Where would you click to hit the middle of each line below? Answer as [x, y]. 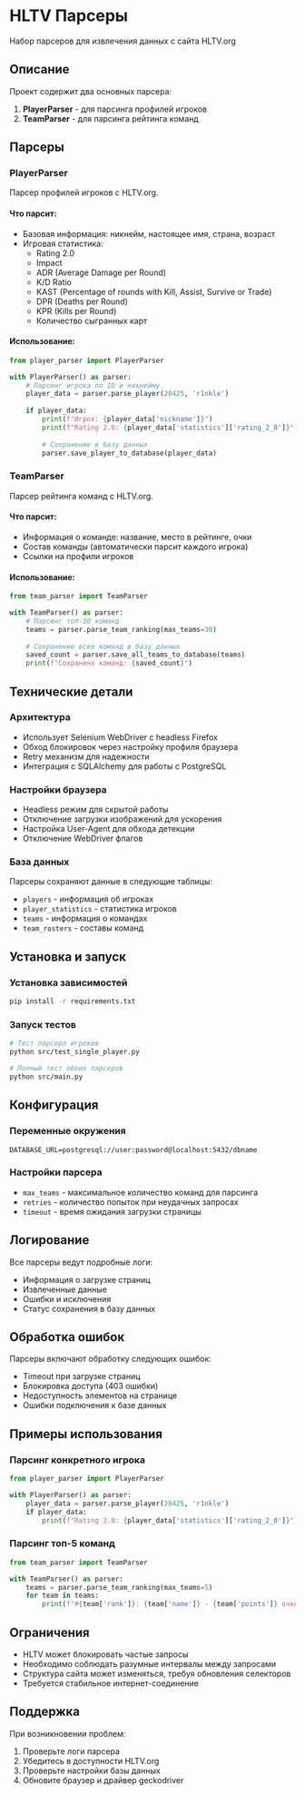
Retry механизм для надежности [86, 756]
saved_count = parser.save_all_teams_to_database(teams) [136, 655]
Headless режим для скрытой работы [95, 810]
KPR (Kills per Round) [76, 311]
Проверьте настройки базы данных [91, 1770]
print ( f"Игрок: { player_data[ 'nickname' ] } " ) [128, 419]
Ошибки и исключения [67, 1298]
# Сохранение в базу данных [95, 444]
